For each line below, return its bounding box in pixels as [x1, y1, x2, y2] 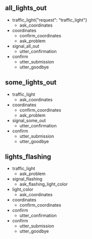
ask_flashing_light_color [19, 181, 68, 187]
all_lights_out [5, 4, 47, 12]
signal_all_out [12, 43, 40, 49]
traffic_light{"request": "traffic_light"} [12, 17, 87, 23]
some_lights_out [5, 78, 57, 87]
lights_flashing [5, 152, 51, 161]
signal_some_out [12, 118, 46, 123]
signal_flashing [12, 176, 43, 182]
